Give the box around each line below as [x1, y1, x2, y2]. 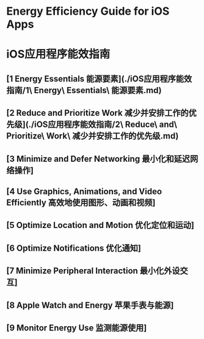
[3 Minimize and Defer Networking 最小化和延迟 [6, 153, 191, 164]
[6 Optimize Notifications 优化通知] [6, 243, 142, 253]
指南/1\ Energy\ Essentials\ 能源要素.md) [6, 85, 162, 96]
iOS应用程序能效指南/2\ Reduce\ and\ [34, 120, 177, 130]
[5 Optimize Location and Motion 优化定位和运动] [6, 220, 194, 230]
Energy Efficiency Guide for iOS [6, 4, 170, 18]
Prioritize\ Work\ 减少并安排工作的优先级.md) [6, 131, 179, 142]
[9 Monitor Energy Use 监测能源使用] [6, 322, 147, 333]
